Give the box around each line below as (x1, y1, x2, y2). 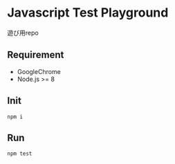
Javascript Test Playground (7, 5, 169, 21)
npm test (7, 150, 33, 157)
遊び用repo (7, 28, 39, 37)
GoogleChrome (17, 67, 61, 75)
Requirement (7, 49, 64, 61)
